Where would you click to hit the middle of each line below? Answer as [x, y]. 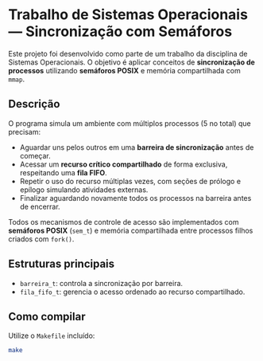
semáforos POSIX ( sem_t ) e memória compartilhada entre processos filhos [131, 230]
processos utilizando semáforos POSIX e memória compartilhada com [124, 70]
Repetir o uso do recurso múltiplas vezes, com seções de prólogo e [130, 181]
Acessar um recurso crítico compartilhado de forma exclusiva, [124, 164]
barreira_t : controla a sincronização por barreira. [101, 283]
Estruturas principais [62, 264]
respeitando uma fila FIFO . [63, 172]
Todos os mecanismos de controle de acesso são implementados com [124, 222]
